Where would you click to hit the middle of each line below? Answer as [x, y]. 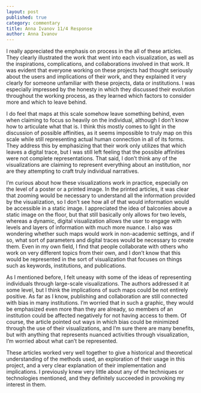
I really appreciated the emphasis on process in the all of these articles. [94, 51]
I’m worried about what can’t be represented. [62, 341]
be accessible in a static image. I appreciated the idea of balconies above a [99, 208]
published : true [26, 17]
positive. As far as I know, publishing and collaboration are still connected [97, 296]
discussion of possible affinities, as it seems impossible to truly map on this [99, 133]
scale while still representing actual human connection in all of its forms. [95, 139]
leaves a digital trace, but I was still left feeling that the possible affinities [96, 152]
